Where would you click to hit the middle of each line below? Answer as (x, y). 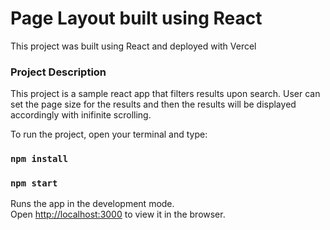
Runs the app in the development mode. (92, 204)
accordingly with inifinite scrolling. (81, 115)
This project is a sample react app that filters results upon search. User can (165, 94)
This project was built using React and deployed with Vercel (133, 46)
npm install (39, 159)
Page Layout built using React (136, 18)
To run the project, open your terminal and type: (109, 134)
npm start (34, 183)
